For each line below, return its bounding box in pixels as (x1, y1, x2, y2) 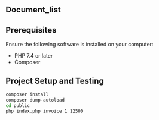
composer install (5, 91, 49, 97)
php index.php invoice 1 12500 (5, 108, 84, 114)
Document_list (5, 5, 61, 15)
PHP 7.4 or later (14, 52, 53, 59)
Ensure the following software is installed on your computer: (5, 41, 154, 48)
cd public (5, 102, 30, 109)
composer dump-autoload (5, 97, 65, 103)
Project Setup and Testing (5, 75, 104, 86)
